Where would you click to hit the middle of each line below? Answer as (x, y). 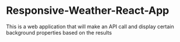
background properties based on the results (59, 32)
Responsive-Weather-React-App (88, 11)
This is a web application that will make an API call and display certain (90, 26)
